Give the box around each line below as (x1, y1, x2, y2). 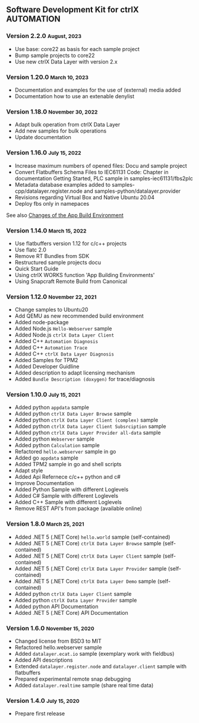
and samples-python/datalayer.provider (84, 187, 181, 194)
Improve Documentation (14, 480, 74, 487)
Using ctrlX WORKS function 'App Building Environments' (14, 271, 155, 278)
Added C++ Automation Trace (14, 344, 88, 351)
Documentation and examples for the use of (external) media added (14, 86, 181, 93)
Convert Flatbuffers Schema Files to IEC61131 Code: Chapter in (14, 168, 169, 175)
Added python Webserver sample (14, 435, 95, 442)
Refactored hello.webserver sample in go (14, 448, 116, 455)
